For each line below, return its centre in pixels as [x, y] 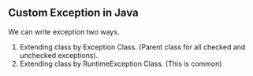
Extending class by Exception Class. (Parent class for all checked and [132, 47]
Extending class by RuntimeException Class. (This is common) [121, 63]
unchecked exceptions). [59, 55]
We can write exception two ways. [64, 31]
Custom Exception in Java [74, 13]
